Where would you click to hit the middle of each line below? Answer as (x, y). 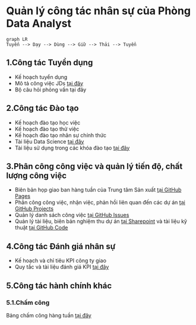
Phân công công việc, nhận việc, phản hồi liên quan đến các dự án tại (100, 202)
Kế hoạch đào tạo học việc (48, 122)
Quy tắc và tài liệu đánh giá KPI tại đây (62, 267)
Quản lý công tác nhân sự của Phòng (99, 11)
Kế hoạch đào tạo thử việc (47, 129)
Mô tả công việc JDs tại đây (49, 83)
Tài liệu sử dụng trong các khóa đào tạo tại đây (72, 148)
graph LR (17, 39)
